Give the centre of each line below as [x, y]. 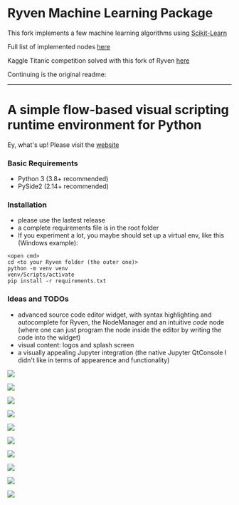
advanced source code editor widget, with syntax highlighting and [115, 315]
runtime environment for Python [105, 125]
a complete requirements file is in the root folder [88, 228]
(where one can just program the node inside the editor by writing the [119, 330]
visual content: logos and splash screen [76, 345]
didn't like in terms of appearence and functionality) [94, 360]
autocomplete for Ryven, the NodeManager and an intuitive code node [121, 322]
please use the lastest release [61, 220]
